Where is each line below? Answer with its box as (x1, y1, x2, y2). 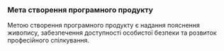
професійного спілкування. (7, 36, 90, 45)
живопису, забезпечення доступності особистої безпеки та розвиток (7, 28, 218, 37)
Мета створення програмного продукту (7, 5, 154, 15)
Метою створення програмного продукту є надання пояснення (7, 21, 201, 30)
